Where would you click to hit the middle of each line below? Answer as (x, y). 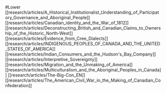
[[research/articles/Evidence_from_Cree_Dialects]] (56, 38)
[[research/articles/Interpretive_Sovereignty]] (51, 59)
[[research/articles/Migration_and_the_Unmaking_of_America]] (69, 64)
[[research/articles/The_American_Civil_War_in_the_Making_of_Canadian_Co (83, 80)
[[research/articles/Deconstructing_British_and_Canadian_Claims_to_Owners (83, 28)
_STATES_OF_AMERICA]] (30, 49)
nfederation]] (19, 85)
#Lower (13, 7)
